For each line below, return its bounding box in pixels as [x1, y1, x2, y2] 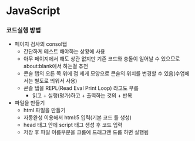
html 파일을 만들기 [23, 107, 66, 114]
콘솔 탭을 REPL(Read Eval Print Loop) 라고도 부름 [23, 85, 139, 92]
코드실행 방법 [6, 26, 41, 35]
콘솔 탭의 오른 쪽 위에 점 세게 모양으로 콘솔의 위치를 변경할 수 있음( [23, 70, 176, 77]
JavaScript [6, 4, 60, 18]
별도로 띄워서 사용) [34, 78, 78, 85]
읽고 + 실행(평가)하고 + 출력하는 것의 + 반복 [32, 92, 133, 99]
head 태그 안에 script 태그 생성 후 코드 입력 [23, 122, 123, 129]
